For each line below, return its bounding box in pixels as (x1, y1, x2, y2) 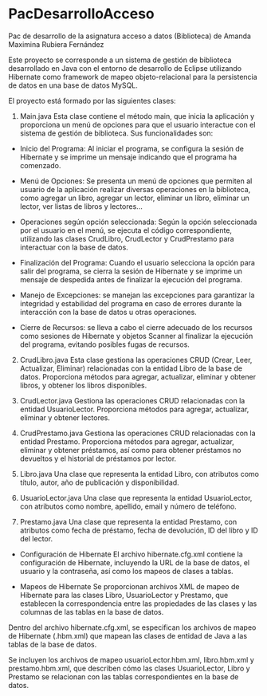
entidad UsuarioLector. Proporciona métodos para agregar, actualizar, (19, 404, 249, 414)
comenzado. (19, 160, 61, 170)
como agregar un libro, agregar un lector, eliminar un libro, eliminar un (19, 193, 249, 203)
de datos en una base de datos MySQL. (8, 81, 138, 90)
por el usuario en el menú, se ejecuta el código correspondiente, (19, 225, 233, 235)
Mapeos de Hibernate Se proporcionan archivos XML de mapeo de (19, 581, 240, 591)
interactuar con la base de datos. (19, 242, 129, 252)
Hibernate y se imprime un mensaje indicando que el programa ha (19, 152, 238, 162)
